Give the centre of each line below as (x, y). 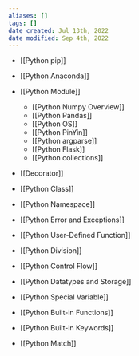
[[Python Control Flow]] (59, 266)
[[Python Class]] (47, 189)
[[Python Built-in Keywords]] (67, 328)
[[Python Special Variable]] (64, 297)
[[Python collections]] (68, 158)
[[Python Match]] (48, 343)
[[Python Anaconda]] (54, 76)
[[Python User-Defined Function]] (75, 235)
